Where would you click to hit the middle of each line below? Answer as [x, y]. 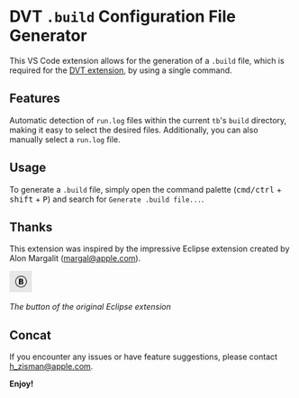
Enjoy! [22, 384]
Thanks [31, 227]
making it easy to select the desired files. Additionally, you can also [134, 130]
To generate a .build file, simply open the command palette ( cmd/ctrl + [145, 189]
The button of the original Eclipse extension [90, 307]
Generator [48, 36]
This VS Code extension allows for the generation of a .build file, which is [147, 60]
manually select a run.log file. [65, 139]
